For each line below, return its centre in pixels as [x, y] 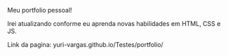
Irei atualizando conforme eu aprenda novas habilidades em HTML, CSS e [114, 23]
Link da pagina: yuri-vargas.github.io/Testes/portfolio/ [85, 44]
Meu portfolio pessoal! [40, 10]
